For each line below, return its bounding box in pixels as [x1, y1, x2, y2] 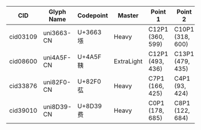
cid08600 [9, 57, 38, 65]
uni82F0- [42, 78, 71, 86]
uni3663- [42, 29, 72, 37]
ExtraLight [113, 57, 143, 65]
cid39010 [9, 107, 38, 114]
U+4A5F [77, 53, 102, 61]
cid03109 [9, 33, 38, 41]
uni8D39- [42, 103, 72, 111]
